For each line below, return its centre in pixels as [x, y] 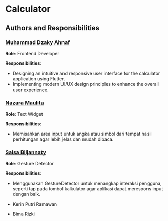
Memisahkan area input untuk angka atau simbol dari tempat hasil [82, 134]
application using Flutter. [39, 79]
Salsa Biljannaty [26, 152]
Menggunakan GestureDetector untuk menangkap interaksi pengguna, [87, 183]
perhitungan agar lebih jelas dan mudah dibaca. [63, 139]
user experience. [30, 90]
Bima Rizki [24, 214]
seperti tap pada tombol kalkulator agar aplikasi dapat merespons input [88, 189]
